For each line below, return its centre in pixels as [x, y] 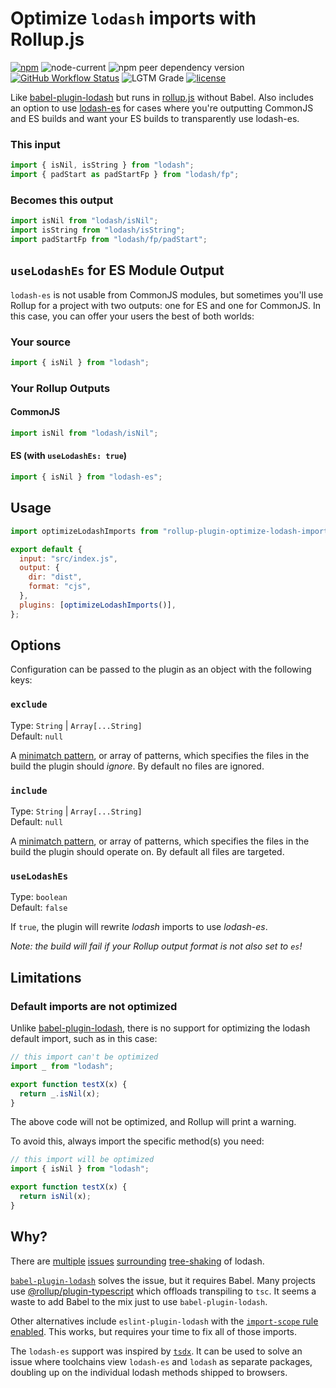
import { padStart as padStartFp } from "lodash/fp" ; [125, 175]
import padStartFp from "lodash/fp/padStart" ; [109, 240]
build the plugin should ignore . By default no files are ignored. [137, 766]
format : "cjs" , [60, 587]
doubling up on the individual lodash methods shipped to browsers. [149, 1372]
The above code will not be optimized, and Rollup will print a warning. [153, 1122]
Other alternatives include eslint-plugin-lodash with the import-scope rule [164, 1321]
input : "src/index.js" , [68, 558]
